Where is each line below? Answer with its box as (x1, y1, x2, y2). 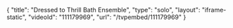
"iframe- (201, 6, 227, 14)
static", (6, 13, 27, 21)
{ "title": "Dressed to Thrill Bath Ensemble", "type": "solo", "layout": (6, 6, 201, 14)
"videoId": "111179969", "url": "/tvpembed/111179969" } (28, 13, 187, 21)
